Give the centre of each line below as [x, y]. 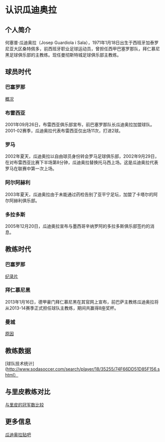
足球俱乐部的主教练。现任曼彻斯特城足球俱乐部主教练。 [65, 55]
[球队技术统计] [20, 363]
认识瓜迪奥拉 [31, 10]
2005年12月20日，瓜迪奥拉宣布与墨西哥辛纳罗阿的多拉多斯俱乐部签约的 [78, 226]
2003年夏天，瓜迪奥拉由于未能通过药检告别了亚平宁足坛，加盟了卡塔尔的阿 [82, 194]
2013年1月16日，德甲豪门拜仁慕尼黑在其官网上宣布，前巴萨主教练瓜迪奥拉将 [82, 302]
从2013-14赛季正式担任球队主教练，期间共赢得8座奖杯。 [62, 308]
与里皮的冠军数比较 [25, 405]
